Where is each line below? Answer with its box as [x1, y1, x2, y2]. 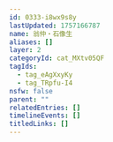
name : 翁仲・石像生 [9, 29, 73, 38]
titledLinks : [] [9, 120, 69, 129]
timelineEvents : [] [9, 111, 81, 120]
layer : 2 [9, 46, 41, 55]
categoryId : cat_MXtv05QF [9, 54, 104, 63]
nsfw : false [9, 86, 53, 95]
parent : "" [9, 94, 49, 104]
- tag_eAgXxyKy [17, 71, 73, 79]
